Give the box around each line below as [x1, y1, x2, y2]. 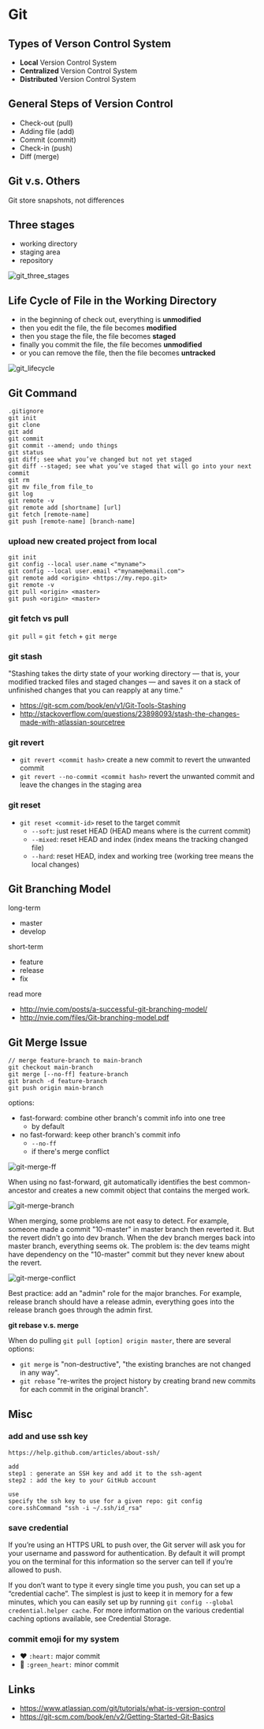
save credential [8, 1522, 69, 1533]
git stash [8, 651, 43, 662]
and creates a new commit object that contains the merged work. [38, 1185, 251, 1195]
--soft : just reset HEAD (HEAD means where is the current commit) [31, 826, 251, 836]
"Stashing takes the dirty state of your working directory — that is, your [8, 668, 240, 678]
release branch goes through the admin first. [8, 1305, 154, 1315]
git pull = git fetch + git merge [8, 631, 117, 640]
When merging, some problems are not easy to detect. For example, [8, 1216, 229, 1226]
